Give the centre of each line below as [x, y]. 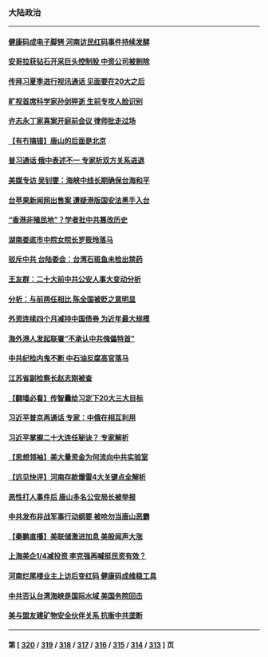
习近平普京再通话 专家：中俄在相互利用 [72, 418]
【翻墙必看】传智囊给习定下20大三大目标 [76, 398]
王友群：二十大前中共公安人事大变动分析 [75, 279]
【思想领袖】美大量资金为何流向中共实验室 [78, 457]
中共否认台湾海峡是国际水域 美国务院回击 [76, 595]
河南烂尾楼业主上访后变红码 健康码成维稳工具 [83, 575]
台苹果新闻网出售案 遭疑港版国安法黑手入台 [79, 200]
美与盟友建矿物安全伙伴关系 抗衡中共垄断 [76, 615]
